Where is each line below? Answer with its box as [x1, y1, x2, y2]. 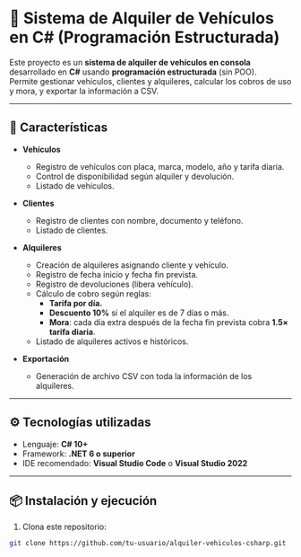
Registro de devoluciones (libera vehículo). [35, 278, 194, 289]
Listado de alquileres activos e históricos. [35, 336, 189, 347]
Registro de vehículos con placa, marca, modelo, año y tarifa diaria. [35, 161, 285, 172]
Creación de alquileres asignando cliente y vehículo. [35, 260, 228, 270]
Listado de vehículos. [35, 180, 115, 191]
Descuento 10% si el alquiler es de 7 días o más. [48, 307, 229, 318]
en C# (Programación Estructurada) [9, 27, 280, 48]
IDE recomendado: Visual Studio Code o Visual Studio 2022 [21, 457, 248, 468]
